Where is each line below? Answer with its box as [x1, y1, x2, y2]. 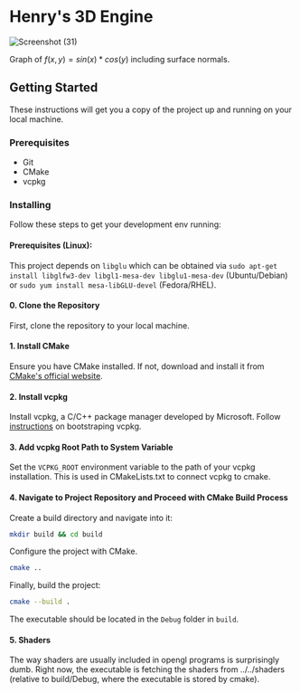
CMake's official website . [9, 370, 104, 381]
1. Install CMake [9, 341, 70, 352]
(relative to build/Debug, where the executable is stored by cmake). [9, 674, 260, 685]
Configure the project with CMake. [9, 546, 138, 557]
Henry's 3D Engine [9, 6, 154, 27]
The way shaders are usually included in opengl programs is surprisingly [9, 654, 280, 666]
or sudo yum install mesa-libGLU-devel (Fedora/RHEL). [9, 279, 217, 290]
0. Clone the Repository [9, 300, 100, 311]
